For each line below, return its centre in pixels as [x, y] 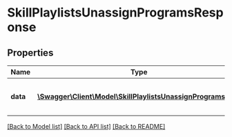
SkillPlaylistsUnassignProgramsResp [115, 13]
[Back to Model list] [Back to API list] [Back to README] [86, 126]
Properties [30, 53]
